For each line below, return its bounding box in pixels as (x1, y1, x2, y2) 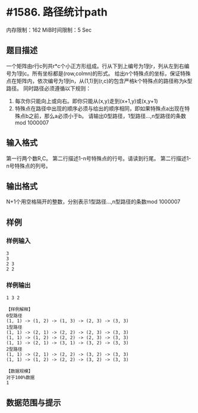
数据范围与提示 (6, 398, 61, 408)
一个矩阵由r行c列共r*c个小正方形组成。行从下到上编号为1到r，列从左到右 (6, 62, 184, 69)
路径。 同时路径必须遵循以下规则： (6, 85, 91, 92)
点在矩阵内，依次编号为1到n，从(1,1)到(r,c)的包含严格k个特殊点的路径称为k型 (6, 77, 193, 84)
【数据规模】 (6, 368, 33, 374)
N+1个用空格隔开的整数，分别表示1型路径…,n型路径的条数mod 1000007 (6, 198, 181, 206)
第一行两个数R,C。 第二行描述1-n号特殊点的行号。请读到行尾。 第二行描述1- (6, 154, 191, 162)
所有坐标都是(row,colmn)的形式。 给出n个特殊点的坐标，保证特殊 (32, 70, 191, 77)
